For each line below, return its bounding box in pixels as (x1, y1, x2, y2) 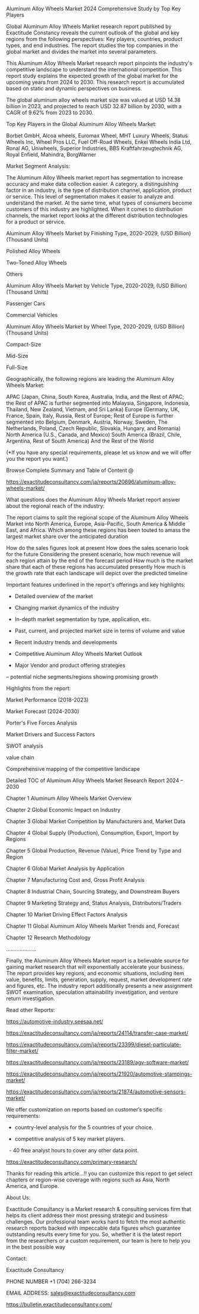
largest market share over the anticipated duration (6, 533, 129, 540)
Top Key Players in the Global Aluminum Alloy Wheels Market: (6, 121, 157, 127)
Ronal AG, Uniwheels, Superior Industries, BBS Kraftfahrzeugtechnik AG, (6, 145, 183, 152)
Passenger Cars (6, 300, 46, 307)
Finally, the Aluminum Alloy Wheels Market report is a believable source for (6, 957, 190, 964)
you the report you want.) (6, 455, 68, 462)
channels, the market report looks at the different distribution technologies (6, 212, 188, 219)
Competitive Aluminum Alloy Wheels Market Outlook (14, 650, 143, 657)
